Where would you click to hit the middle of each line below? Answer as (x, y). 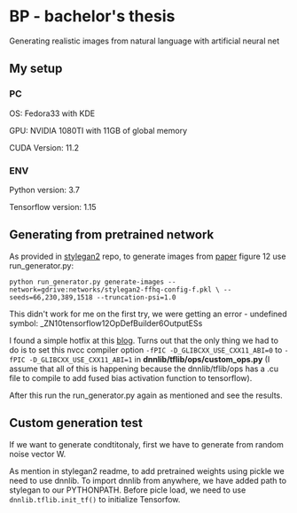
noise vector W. (38, 454)
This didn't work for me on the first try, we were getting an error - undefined (148, 314)
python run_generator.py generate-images (87, 282)
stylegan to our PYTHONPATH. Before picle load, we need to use (128, 490)
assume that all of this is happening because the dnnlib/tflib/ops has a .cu (144, 369)
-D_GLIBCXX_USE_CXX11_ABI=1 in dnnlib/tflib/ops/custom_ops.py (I (149, 359)
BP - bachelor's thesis (92, 16)
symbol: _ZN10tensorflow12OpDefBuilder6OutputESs (106, 323)
